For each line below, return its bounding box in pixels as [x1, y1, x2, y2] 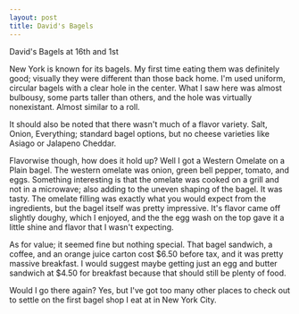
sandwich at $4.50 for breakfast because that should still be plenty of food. [9, 267, 287, 278]
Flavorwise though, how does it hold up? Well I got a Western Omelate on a [9, 155, 286, 165]
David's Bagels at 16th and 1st [9, 46, 119, 56]
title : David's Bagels [9, 21, 94, 30]
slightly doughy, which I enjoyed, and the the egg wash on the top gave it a [9, 212, 285, 223]
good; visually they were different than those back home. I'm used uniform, [9, 72, 286, 83]
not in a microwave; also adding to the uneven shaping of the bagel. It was [9, 183, 283, 194]
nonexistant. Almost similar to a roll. [9, 101, 140, 112]
